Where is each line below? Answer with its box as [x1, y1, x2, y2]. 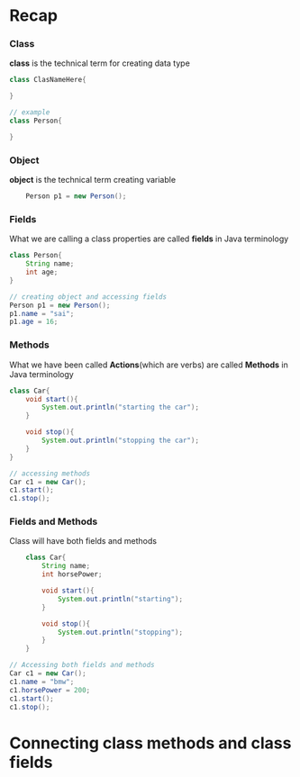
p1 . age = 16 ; [9, 317, 59, 327]
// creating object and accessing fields [9, 292, 168, 302]
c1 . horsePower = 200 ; [9, 685, 91, 694]
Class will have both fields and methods [9, 536, 158, 547]
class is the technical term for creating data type [9, 58, 191, 68]
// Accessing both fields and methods [9, 661, 155, 670]
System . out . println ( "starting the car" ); [41, 402, 200, 412]
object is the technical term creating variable [9, 175, 177, 185]
